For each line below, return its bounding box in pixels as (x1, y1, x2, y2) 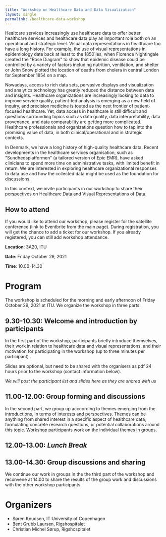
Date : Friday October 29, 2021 (5, 254, 67, 260)
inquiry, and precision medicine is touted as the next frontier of (5, 103, 134, 109)
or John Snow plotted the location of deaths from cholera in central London (5, 67, 160, 73)
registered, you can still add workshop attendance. (5, 234, 109, 240)
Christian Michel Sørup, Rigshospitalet (12, 526, 91, 532)
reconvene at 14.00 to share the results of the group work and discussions (5, 476, 157, 482)
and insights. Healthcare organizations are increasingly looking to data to (5, 92, 155, 98)
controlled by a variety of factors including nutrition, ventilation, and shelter (5, 62, 159, 68)
